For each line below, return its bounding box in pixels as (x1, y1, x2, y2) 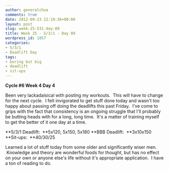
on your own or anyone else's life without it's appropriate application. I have (5, 155, 164, 161)
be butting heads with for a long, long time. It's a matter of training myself (5, 114, 160, 119)
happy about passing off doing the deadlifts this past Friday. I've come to (5, 103, 158, 109)
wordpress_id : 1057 (5, 36, 46, 41)
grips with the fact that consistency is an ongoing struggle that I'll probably (5, 108, 161, 114)
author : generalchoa (5, 7, 49, 13)
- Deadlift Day (5, 50, 37, 55)
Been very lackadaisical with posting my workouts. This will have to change (5, 92, 163, 98)
